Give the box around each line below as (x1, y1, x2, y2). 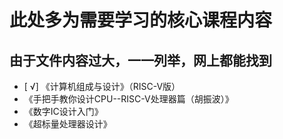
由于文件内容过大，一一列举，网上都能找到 (9, 52, 272, 69)
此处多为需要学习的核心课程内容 (9, 9, 273, 32)
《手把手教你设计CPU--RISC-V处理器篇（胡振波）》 (23, 93, 234, 105)
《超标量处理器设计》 (23, 118, 112, 130)
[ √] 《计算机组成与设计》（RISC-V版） (23, 81, 181, 92)
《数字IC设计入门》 (23, 106, 104, 117)
